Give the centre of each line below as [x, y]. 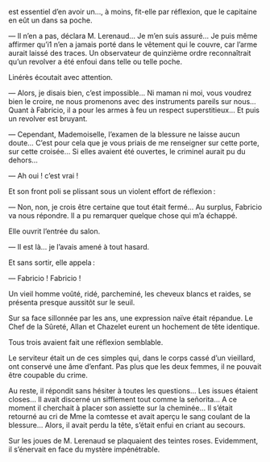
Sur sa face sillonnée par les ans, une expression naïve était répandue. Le [131, 318]
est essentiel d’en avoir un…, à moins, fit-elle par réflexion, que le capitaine [133, 12]
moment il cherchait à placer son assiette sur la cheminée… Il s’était [121, 408]
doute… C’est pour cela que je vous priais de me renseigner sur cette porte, [134, 143]
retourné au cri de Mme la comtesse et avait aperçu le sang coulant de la [129, 416]
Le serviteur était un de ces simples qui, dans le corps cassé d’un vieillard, [132, 358]
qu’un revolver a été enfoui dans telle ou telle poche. [96, 61]
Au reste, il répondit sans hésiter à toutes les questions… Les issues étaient [133, 391]
